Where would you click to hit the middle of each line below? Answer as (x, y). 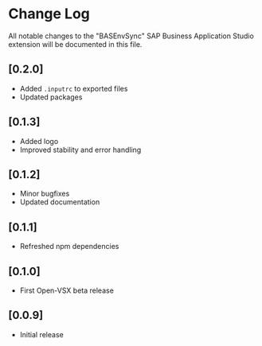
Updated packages (51, 97)
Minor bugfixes (45, 194)
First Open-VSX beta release (66, 290)
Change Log (49, 14)
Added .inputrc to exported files (74, 88)
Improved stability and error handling (80, 150)
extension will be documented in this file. (75, 44)
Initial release (41, 334)
